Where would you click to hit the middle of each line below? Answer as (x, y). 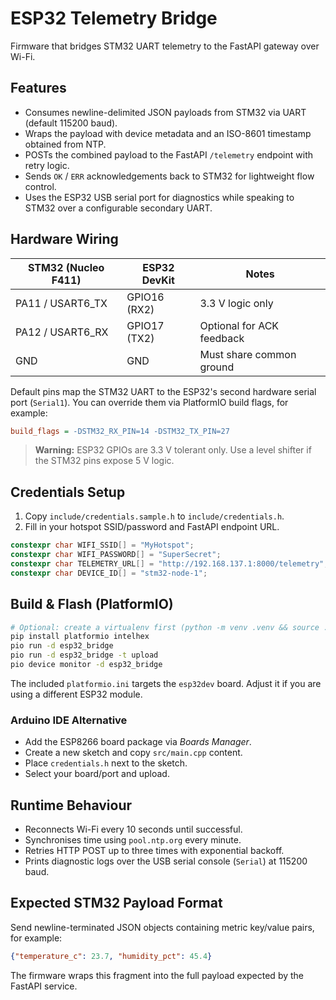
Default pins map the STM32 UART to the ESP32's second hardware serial (163, 391)
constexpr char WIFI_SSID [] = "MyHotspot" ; (102, 545)
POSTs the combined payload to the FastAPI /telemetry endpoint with (168, 154)
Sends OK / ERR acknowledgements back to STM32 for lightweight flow (169, 176)
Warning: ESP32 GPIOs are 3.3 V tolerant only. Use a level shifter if (173, 450)
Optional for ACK (239, 325)
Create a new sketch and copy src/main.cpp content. (133, 753)
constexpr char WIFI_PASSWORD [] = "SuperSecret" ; (116, 555)
